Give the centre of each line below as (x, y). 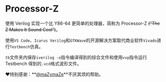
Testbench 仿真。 (27, 46)
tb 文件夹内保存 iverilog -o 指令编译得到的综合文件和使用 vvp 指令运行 (76, 57)
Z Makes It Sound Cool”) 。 (33, 29)
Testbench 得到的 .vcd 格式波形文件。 (43, 63)
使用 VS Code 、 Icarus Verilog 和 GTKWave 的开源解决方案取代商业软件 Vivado (81, 40)
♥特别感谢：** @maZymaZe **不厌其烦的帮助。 (54, 74)
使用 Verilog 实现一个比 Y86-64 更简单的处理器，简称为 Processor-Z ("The (82, 23)
